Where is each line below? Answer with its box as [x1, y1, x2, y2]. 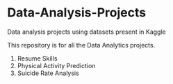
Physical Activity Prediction [17, 61, 96, 70]
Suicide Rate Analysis [17, 69, 80, 77]
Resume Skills [17, 54, 58, 63]
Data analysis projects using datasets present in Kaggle [7, 28, 166, 36]
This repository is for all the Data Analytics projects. [7, 41, 156, 49]
